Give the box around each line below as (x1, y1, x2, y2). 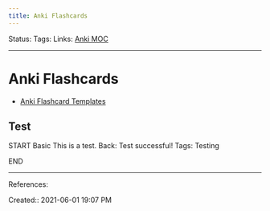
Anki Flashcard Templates (19, 96, 106, 105)
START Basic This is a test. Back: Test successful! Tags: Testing (8, 141, 219, 151)
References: (8, 180, 48, 189)
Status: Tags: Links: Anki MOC (8, 34, 108, 43)
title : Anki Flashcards (8, 11, 88, 20)
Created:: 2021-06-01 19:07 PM (8, 195, 112, 205)
